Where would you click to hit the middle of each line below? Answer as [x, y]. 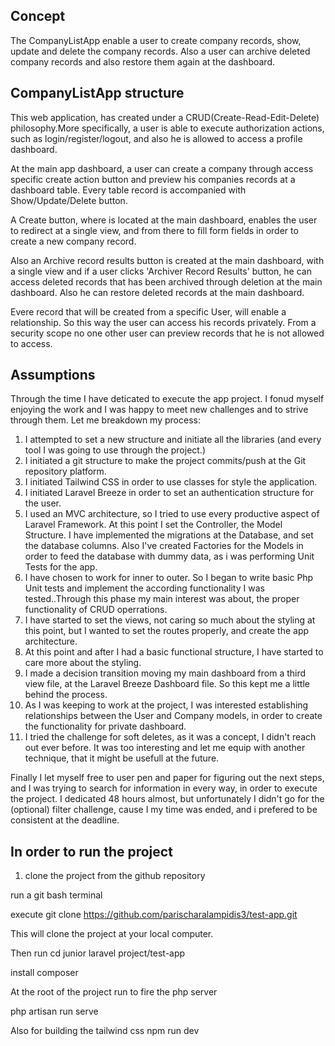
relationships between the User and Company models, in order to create [173, 716]
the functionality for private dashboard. [105, 726]
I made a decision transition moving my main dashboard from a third [165, 673]
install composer [44, 973]
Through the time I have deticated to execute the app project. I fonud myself [167, 399]
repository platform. [65, 471]
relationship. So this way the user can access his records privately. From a [163, 322]
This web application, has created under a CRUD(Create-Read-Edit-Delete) [165, 117]
